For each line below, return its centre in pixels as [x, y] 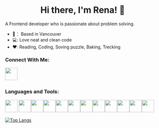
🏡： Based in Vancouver [37, 34]
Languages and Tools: [32, 92]
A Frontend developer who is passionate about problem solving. [70, 24]
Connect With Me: [27, 60]
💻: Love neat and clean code [42, 40]
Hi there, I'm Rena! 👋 [83, 10]
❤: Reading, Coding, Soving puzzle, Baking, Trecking [66, 47]
